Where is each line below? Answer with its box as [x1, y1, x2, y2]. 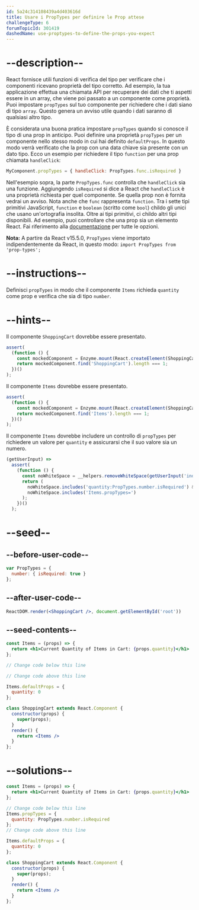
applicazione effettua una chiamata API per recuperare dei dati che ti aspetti [6, 88, 192, 95]
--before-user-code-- [6, 550, 89, 560]
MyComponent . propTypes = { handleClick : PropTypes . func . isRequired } [6, 168, 182, 174]
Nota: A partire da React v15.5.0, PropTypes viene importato [6, 234, 150, 241]
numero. [6, 445, 27, 452]
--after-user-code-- [6, 593, 82, 603]
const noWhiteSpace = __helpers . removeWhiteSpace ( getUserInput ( [21, 472, 184, 479]
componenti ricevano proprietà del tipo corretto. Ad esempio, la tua [6, 82, 171, 90]
